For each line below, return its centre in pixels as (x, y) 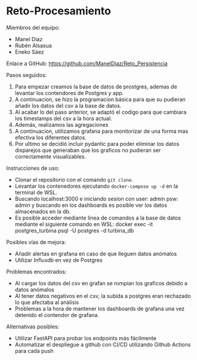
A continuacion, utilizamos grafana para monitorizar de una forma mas (101, 131)
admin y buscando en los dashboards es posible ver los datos (91, 205)
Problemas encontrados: (36, 271)
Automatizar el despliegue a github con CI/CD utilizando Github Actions (103, 344)
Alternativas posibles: (33, 327)
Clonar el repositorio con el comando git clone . (74, 179)
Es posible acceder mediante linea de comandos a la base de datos (98, 218)
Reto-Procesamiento (59, 11)
